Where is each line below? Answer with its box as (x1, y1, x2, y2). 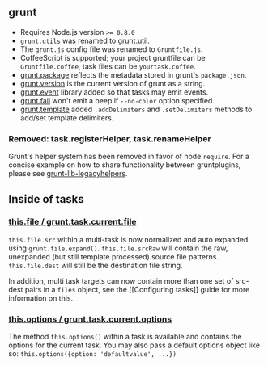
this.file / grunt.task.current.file (8, 217, 137, 228)
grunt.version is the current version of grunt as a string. (19, 78, 206, 88)
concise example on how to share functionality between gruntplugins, (8, 160, 241, 170)
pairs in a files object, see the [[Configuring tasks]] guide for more (24, 284, 250, 294)
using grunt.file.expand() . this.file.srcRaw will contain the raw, (8, 243, 228, 253)
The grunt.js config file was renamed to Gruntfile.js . (19, 44, 203, 54)
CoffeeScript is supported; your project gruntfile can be (19, 53, 206, 62)
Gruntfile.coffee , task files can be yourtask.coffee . (19, 61, 196, 71)
